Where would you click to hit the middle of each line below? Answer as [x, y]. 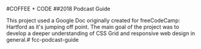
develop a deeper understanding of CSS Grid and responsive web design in [101, 33]
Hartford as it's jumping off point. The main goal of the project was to [93, 27]
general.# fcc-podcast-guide [43, 40]
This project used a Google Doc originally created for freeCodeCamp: [93, 20]
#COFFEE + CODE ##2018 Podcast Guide [58, 9]
